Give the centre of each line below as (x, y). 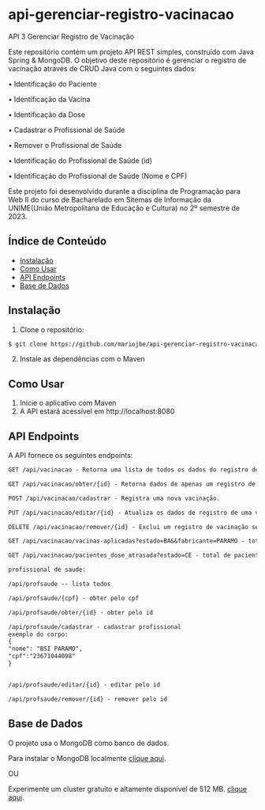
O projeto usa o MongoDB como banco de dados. (89, 743)
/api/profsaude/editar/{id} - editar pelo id (84, 685)
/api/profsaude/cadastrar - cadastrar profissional (95, 626)
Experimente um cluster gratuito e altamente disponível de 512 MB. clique (128, 789)
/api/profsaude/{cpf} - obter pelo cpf (74, 598)
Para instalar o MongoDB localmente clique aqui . (88, 758)
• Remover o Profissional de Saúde (65, 145)
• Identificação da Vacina (49, 99)
